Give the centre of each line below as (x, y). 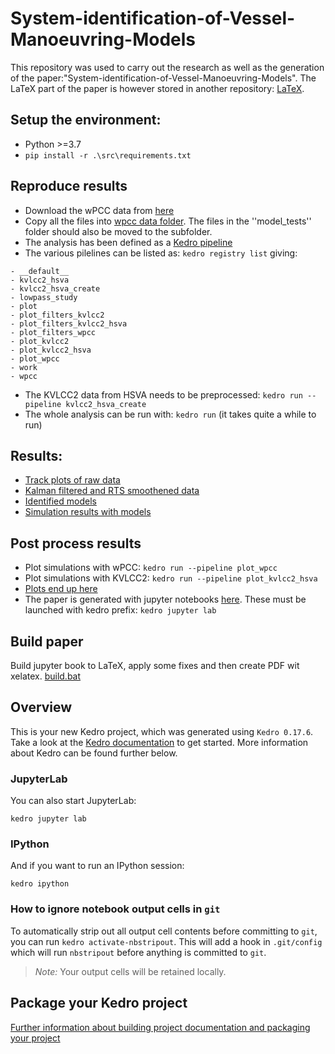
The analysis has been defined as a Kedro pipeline (128, 242)
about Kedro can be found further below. (94, 753)
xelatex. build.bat (46, 676)
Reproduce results (69, 186)
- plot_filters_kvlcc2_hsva (69, 323)
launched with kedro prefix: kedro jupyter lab (120, 610)
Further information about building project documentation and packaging (160, 1027)
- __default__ (40, 271)
